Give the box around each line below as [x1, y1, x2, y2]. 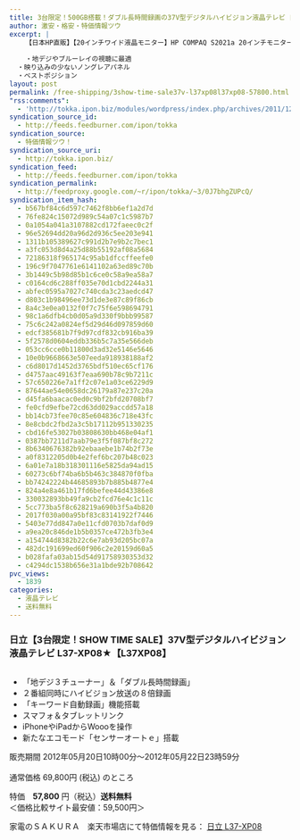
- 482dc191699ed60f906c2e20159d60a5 [17, 544, 154, 553]
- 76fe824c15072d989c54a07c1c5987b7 [17, 212, 154, 221]
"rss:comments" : [9, 96, 70, 105]
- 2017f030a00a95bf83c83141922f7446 [17, 511, 154, 520]
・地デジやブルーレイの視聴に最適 [25, 54, 132, 63]
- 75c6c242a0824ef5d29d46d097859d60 [17, 320, 154, 329]
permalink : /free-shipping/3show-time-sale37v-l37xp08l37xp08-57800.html [9, 87, 290, 96]
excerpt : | [9, 29, 50, 38]
